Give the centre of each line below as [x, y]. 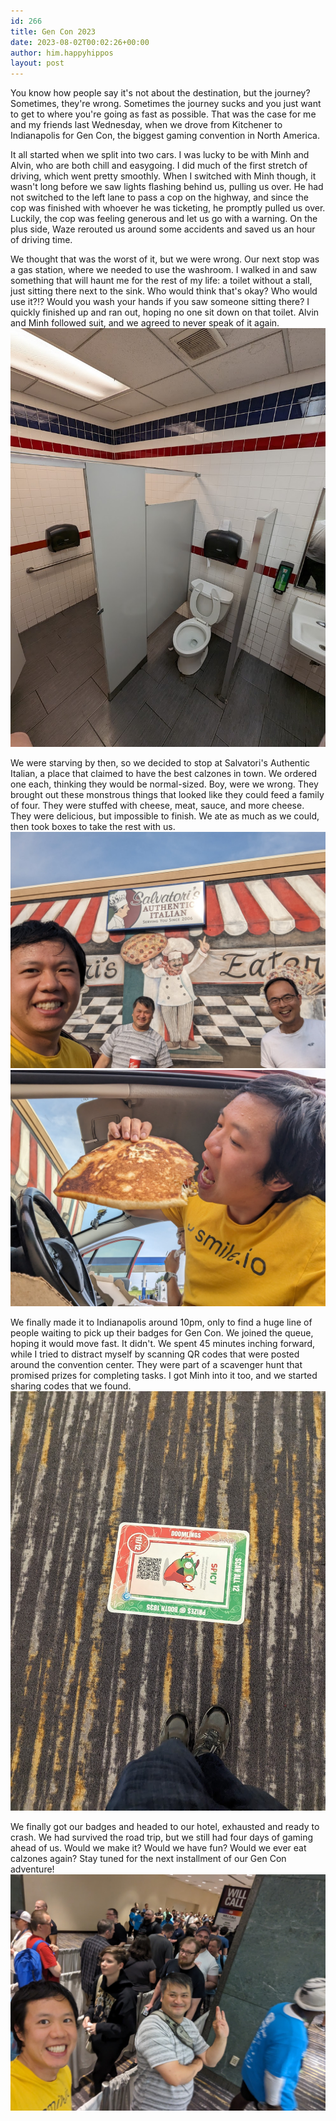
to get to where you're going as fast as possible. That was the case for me [163, 114]
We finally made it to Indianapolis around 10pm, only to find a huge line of [161, 1322]
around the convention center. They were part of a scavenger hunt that [156, 1365]
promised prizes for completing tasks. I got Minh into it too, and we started [164, 1376]
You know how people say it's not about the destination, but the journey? [160, 93]
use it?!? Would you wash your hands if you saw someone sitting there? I [160, 302]
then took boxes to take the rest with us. [93, 827]
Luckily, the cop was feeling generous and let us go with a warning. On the [164, 219]
